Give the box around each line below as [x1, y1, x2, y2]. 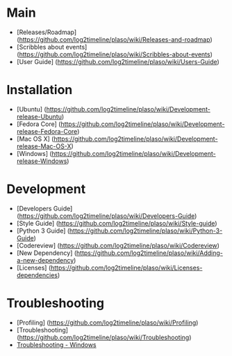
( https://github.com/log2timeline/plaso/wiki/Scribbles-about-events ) [16, 50, 213, 59]
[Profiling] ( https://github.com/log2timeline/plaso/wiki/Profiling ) [16, 318, 199, 327]
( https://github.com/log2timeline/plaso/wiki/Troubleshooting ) [16, 333, 192, 341]
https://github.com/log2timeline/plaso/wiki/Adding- [76, 249, 224, 257]
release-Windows [16, 157, 67, 165]
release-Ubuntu [16, 112, 62, 121]
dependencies [16, 270, 58, 279]
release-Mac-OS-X [16, 141, 72, 150]
